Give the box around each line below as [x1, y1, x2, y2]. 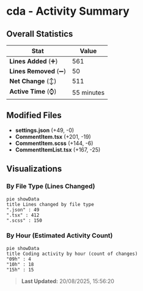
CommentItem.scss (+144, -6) [15, 139, 94, 147]
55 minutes [71, 88, 105, 97]
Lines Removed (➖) [9, 67, 66, 75]
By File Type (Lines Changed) [6, 182, 95, 191]
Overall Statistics [6, 29, 73, 39]
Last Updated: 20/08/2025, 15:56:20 [21, 277, 115, 285]
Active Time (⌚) [9, 87, 57, 95]
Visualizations [6, 164, 62, 174]
